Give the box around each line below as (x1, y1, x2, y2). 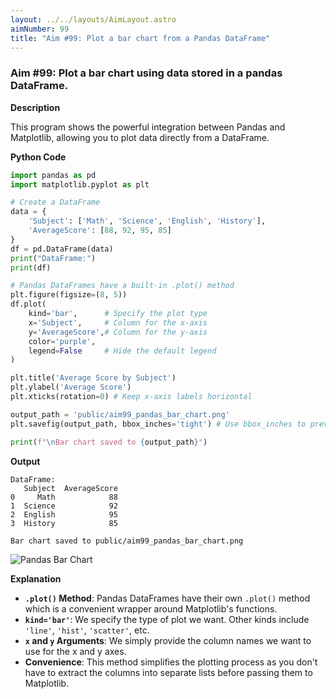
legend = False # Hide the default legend (28, 346, 217, 356)
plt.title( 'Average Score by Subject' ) (10, 373, 177, 383)
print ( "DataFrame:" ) (10, 253, 97, 263)
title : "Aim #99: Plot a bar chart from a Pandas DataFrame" (10, 33, 271, 43)
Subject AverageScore (23, 483, 118, 493)
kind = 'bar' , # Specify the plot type (28, 309, 208, 319)
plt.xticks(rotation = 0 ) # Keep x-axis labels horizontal (10, 392, 253, 402)
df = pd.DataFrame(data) (10, 244, 114, 254)
